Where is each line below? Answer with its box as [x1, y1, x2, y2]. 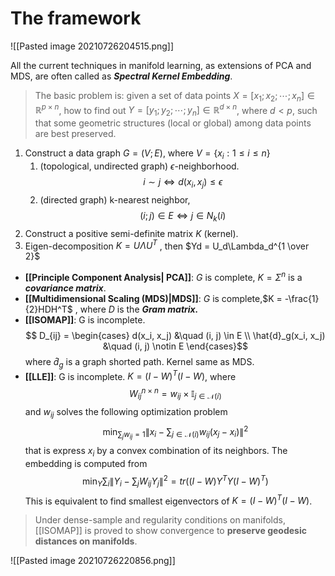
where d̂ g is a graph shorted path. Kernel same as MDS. [24, 355, 255, 370]
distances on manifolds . [34, 535, 138, 547]
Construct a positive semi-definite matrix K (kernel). [24, 227, 239, 239]
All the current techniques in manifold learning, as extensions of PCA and [10, 59, 312, 71]
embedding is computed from [24, 458, 148, 470]
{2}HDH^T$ [24, 303, 73, 315]
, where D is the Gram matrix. [74, 303, 199, 315]
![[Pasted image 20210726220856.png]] [10, 555, 176, 567]
